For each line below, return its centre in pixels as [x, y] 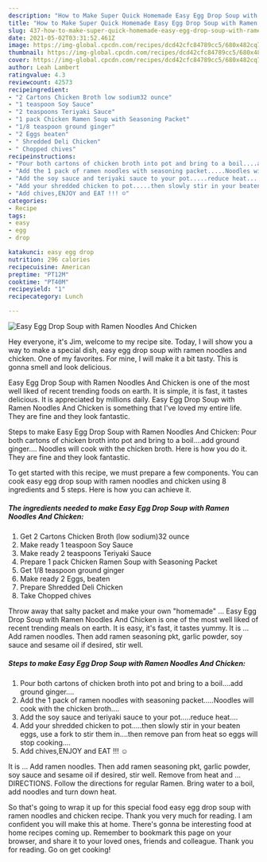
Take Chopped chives [55, 595]
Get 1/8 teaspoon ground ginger [72, 570]
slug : [17, 30]
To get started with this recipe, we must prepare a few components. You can [133, 472]
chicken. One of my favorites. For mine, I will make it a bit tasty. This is [123, 359]
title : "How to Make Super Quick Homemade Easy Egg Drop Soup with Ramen [133, 23]
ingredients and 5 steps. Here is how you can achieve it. [100, 490]
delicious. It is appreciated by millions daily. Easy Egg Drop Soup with [122, 400]
